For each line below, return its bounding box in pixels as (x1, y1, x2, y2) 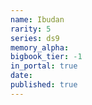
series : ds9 (10, 33, 60, 43)
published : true (10, 80, 78, 90)
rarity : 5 (10, 24, 52, 34)
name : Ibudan (10, 14, 65, 25)
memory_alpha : (10, 42, 70, 53)
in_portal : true (10, 61, 78, 71)
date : (10, 71, 33, 81)
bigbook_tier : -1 (10, 52, 83, 62)
